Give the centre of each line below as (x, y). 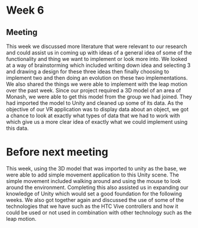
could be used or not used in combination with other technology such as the (99, 212)
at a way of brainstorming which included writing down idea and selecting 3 (98, 65)
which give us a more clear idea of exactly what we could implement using (97, 122)
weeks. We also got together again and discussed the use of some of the (95, 200)
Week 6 (25, 10)
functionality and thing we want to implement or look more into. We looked (97, 59)
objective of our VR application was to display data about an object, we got (98, 109)
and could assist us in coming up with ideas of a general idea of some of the (99, 53)
